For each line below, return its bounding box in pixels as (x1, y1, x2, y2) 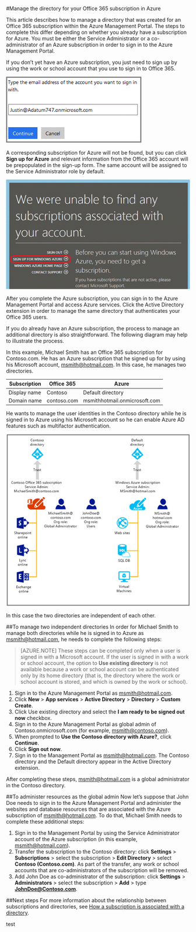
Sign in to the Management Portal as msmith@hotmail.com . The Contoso (14, 752, 190, 759)
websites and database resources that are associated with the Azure (6, 805, 171, 813)
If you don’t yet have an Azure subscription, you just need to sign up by (6, 59, 177, 66)
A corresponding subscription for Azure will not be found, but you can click (6, 149, 187, 156)
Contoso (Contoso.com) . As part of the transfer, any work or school (14, 861, 179, 868)
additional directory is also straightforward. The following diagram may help (6, 331, 188, 338)
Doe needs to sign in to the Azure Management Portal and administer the (6, 800, 181, 807)
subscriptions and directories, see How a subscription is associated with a (6, 903, 185, 910)
